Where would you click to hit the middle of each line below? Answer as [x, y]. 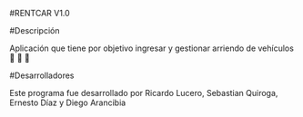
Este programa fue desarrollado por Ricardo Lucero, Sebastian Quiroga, [144, 93]
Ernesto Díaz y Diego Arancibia [68, 102]
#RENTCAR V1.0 [40, 13]
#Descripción [35, 30]
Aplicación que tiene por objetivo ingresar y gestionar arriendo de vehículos [151, 48]
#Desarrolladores [42, 75]
